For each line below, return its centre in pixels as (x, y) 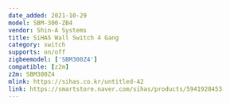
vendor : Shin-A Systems (48, 30)
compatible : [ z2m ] (39, 67)
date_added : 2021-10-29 (48, 15)
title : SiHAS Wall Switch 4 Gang (64, 37)
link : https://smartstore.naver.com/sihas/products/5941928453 (115, 89)
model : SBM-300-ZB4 (41, 23)
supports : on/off (37, 52)
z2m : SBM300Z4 (32, 74)
